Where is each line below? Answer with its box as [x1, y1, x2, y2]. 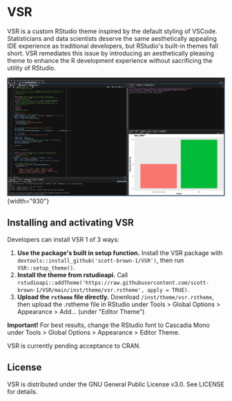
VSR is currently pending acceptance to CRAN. [7, 342, 141, 350]
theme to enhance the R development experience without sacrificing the [7, 56, 213, 64]
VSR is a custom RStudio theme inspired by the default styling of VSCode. [7, 27, 217, 35]
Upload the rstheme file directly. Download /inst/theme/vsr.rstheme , [17, 292, 214, 301]
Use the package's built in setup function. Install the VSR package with [17, 248, 223, 257]
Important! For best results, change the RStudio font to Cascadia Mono [7, 321, 211, 329]
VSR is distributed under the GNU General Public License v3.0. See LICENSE [7, 380, 224, 388]
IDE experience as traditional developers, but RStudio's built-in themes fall [7, 41, 219, 50]
